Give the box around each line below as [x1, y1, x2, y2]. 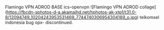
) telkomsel [137, 15, 160, 20]
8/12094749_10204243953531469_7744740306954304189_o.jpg [5, 15, 137, 20]
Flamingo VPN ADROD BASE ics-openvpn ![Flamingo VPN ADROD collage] [5, 4, 156, 10]
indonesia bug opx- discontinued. [5, 19, 73, 25]
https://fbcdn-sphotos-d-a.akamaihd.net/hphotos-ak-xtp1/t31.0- [6, 9, 137, 15]
